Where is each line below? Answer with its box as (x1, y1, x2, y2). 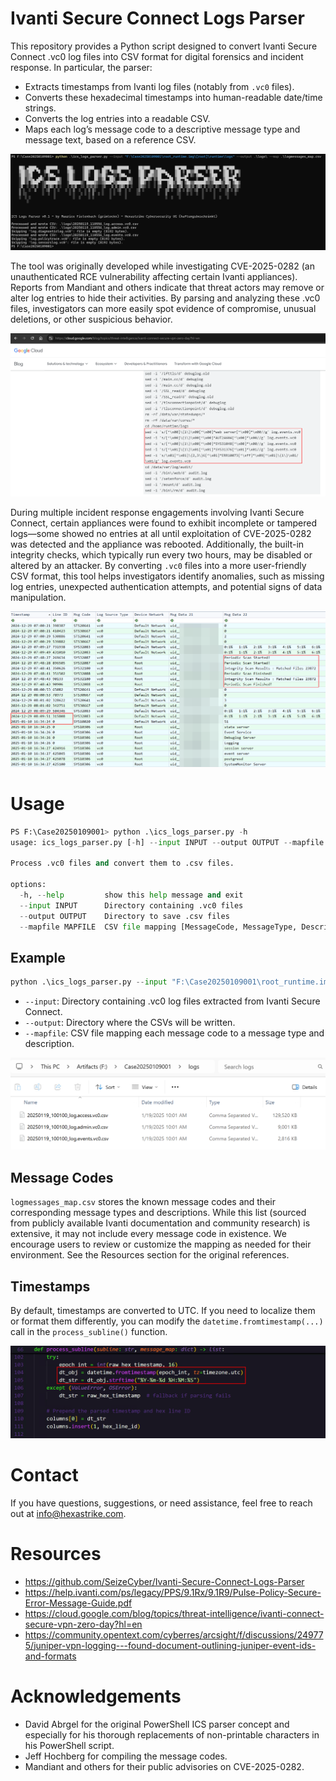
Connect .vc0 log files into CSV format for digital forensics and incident (10, 50, 304, 62)
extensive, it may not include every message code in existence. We (10, 1228, 287, 1240)
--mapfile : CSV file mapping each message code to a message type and (24, 1027, 325, 1039)
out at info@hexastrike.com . (10, 1507, 127, 1519)
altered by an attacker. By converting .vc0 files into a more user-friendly (10, 560, 307, 572)
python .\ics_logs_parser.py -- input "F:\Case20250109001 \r (10, 977, 267, 987)
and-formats (24, 1650, 77, 1662)
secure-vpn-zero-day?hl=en (24, 1618, 143, 1630)
